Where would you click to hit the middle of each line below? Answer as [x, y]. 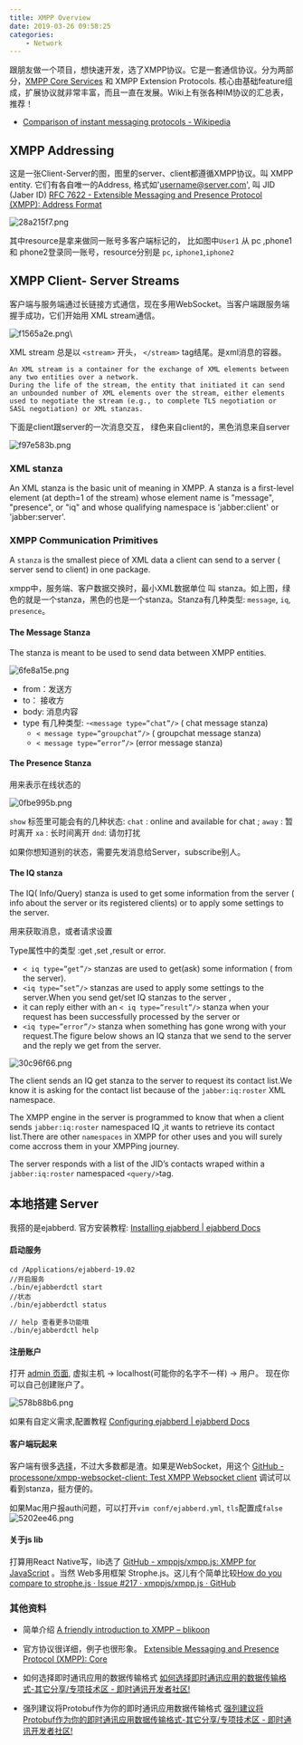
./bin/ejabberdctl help [54, 1331]
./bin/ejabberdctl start [56, 1288]
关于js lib [26, 1539]
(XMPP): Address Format [56, 205]
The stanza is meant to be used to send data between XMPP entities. [138, 652]
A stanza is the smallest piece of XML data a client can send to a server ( [145, 560]
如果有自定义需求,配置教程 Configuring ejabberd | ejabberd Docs [130, 1422]
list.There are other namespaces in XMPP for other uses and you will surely [146, 1136]
